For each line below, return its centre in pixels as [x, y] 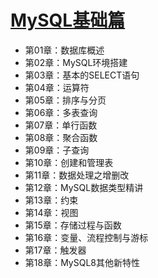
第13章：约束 [51, 200]
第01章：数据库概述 [64, 50]
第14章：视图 [51, 212]
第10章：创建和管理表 [69, 162]
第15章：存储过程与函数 [73, 225]
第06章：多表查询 [61, 112]
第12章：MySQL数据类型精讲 [84, 187]
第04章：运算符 [57, 87]
